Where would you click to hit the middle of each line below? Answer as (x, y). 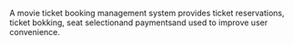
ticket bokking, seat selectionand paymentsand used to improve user (139, 22)
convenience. (35, 32)
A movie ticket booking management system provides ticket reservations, (147, 13)
